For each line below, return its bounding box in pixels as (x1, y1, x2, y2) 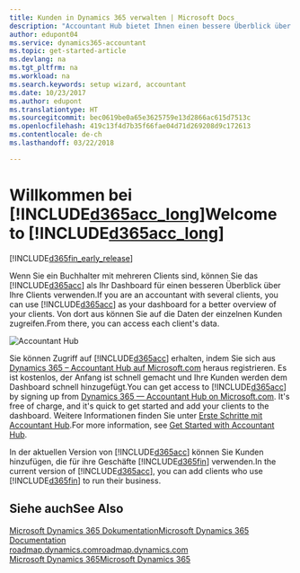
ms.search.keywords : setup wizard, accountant (9, 80, 187, 89)
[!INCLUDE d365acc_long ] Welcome (9, 204, 278, 225)
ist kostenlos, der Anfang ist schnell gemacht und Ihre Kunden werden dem (9, 372, 287, 383)
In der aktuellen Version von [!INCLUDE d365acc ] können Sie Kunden (9, 446, 264, 457)
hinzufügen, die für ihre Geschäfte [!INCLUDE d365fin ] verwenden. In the (9, 455, 277, 467)
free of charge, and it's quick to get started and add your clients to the (9, 401, 269, 411)
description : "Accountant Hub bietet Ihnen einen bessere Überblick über (9, 22, 292, 31)
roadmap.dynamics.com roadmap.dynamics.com (9, 544, 189, 555)
